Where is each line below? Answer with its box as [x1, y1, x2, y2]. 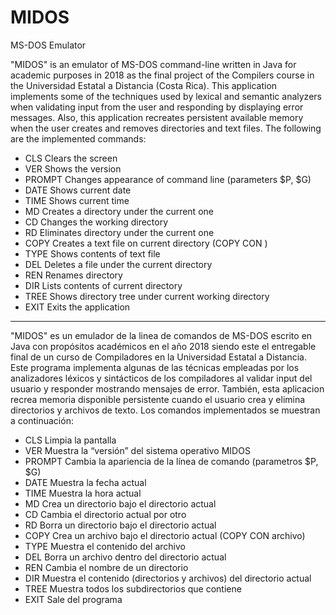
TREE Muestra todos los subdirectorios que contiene [24, 582, 242, 595]
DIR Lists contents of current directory [24, 279, 183, 291]
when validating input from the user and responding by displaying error [10, 101, 304, 113]
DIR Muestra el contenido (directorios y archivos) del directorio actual [24, 572, 312, 584]
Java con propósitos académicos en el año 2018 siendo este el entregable [10, 340, 317, 352]
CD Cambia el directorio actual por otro [24, 508, 187, 520]
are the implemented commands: [10, 132, 147, 145]
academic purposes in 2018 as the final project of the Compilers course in [10, 69, 315, 81]
